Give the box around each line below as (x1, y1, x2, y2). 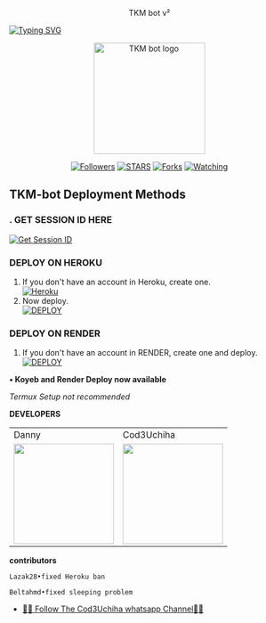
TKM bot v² (128, 8, 171, 18)
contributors (9, 555, 57, 566)
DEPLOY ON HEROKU (9, 256, 103, 268)
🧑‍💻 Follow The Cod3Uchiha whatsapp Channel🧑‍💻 (21, 603, 205, 614)
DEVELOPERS (9, 409, 60, 420)
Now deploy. (21, 295, 69, 306)
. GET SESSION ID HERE (9, 214, 113, 226)
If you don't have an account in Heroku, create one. (21, 276, 211, 287)
